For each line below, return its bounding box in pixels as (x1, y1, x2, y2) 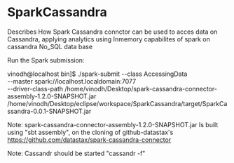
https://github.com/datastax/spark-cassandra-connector (7, 135, 172, 144)
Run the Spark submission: (7, 56, 85, 64)
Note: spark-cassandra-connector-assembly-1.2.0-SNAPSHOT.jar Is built (7, 120, 219, 129)
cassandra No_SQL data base (7, 42, 93, 51)
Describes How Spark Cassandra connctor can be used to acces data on (7, 27, 218, 36)
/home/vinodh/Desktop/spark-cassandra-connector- (64, 84, 217, 93)
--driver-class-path (7, 84, 64, 93)
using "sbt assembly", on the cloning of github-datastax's (7, 128, 174, 136)
